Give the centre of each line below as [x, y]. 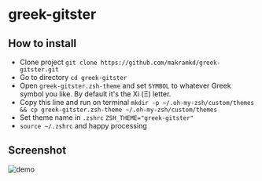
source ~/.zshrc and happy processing [83, 126]
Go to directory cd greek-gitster [73, 77]
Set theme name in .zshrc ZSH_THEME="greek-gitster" [107, 118]
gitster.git [39, 70]
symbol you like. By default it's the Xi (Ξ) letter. [95, 94]
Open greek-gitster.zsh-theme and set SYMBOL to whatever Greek [125, 85]
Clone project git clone [58, 62]
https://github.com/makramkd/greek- [161, 63]
